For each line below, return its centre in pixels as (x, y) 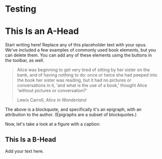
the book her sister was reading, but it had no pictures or (74, 80)
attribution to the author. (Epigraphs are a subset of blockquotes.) (71, 115)
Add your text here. (24, 151)
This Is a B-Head (30, 139)
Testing (21, 9)
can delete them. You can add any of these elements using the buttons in (79, 55)
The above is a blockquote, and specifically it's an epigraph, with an (73, 109)
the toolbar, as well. (25, 60)
